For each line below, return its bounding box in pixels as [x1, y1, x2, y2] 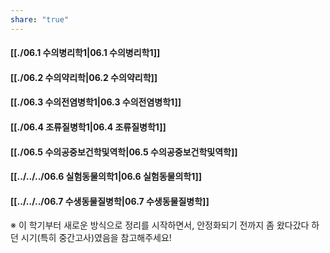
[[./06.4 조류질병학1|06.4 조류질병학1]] [10, 121, 167, 133]
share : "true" [10, 14, 70, 25]
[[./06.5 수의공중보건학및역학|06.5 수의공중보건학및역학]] [10, 146, 238, 158]
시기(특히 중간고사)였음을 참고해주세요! [20, 232, 172, 244]
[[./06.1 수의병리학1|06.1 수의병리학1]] [10, 47, 161, 59]
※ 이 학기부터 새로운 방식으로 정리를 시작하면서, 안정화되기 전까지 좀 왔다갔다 [10, 219, 310, 231]
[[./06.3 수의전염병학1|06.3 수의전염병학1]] [10, 96, 182, 108]
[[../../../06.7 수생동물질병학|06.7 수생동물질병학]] [10, 195, 210, 207]
